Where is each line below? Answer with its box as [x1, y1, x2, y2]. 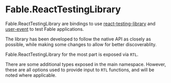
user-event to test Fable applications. [5, 26, 84, 32]
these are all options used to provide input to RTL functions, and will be [5, 67, 155, 73]
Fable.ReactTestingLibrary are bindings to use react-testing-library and [5, 20, 156, 27]
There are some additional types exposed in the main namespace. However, [5, 61, 166, 67]
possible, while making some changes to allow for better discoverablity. [5, 41, 157, 47]
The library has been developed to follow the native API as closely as [5, 36, 151, 42]
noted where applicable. [5, 72, 56, 78]
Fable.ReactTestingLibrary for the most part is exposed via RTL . [5, 51, 139, 57]
